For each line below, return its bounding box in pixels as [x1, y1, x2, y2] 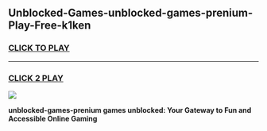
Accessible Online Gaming [8, 114, 98, 123]
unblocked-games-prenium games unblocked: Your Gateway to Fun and [8, 105, 252, 114]
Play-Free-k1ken [8, 19, 91, 33]
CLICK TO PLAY [8, 43, 70, 54]
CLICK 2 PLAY [8, 72, 64, 83]
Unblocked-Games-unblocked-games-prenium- [8, 6, 253, 20]
